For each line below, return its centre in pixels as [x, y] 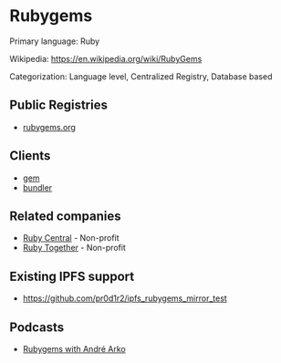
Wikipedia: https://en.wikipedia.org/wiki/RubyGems [106, 58]
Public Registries [58, 105]
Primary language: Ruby [55, 41]
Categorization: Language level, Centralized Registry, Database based [141, 76]
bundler [37, 187]
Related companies [65, 216]
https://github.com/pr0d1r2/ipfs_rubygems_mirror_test [125, 298]
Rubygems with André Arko [74, 349]
